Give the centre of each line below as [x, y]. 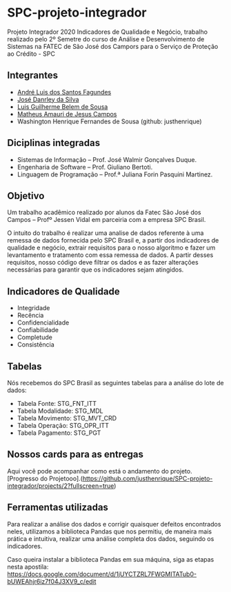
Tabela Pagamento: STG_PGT [59, 433]
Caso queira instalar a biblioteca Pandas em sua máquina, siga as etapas [111, 559]
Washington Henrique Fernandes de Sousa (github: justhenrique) [109, 121]
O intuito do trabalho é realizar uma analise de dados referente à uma [106, 233]
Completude [35, 337]
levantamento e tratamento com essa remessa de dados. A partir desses [110, 255]
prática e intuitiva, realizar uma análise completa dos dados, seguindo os [111, 538]
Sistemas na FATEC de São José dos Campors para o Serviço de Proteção [113, 46]
